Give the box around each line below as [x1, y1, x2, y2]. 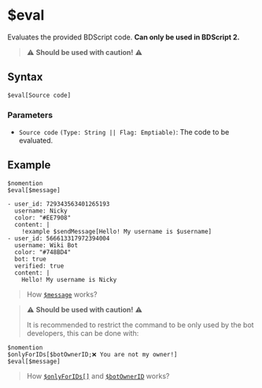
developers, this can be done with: [26, 328, 139, 338]
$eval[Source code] [7, 91, 72, 99]
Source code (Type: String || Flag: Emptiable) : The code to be [18, 127, 230, 137]
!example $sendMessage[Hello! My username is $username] [21, 227, 212, 235]
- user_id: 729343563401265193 [7, 200, 110, 208]
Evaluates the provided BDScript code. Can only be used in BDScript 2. [7, 32, 240, 42]
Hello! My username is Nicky [21, 275, 117, 283]
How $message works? [26, 290, 98, 299]
